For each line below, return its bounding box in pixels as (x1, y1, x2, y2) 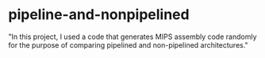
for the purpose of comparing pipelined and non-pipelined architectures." (8, 40, 248, 49)
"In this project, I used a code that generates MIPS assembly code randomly (8, 32, 257, 41)
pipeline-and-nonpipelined (8, 6, 190, 24)
